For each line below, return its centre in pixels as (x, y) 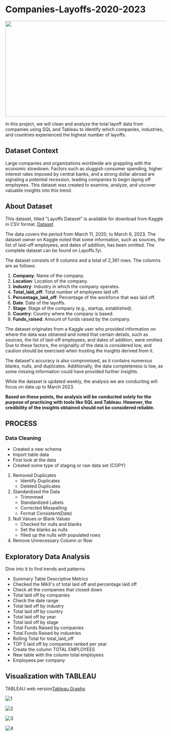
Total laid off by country (38, 611)
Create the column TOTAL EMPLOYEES (54, 650)
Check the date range (35, 601)
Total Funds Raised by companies (48, 628)
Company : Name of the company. (48, 275)
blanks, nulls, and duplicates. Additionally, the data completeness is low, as (84, 366)
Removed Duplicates (34, 475)
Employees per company (39, 660)
